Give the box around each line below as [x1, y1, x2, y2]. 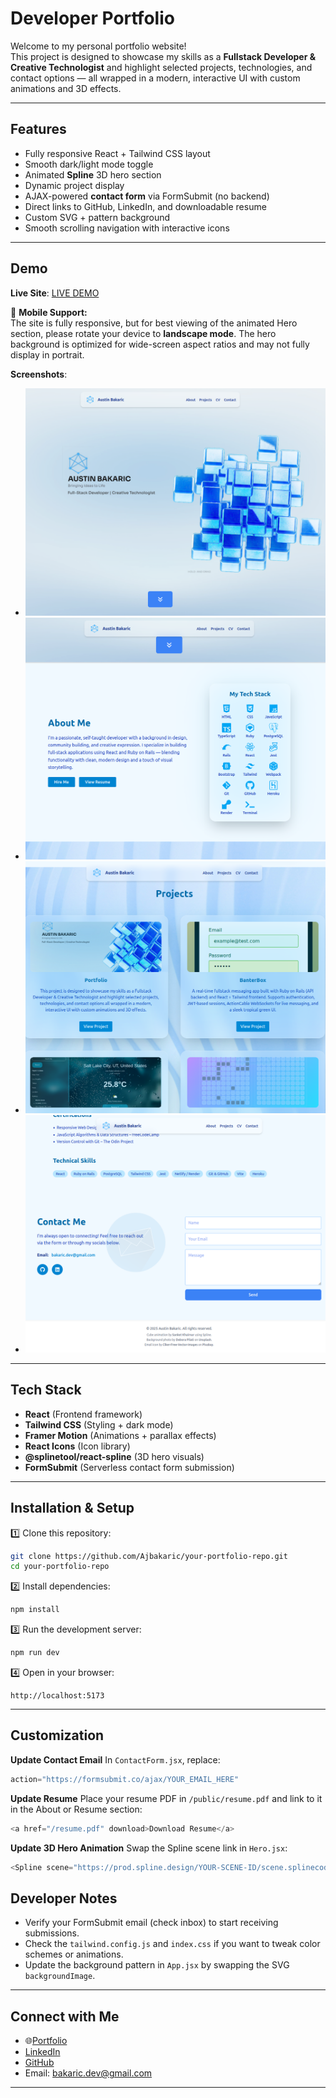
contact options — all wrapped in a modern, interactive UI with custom [10, 72, 301, 84]
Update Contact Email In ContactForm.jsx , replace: [10, 1753, 221, 1766]
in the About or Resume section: [10, 1803, 143, 1815]
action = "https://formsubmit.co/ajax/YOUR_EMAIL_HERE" [10, 1774, 240, 1784]
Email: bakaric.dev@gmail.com [24, 2067, 153, 2079]
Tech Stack [10, 1382, 82, 1399]
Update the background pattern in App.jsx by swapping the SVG [24, 1959, 290, 1971]
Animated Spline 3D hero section [24, 168, 162, 181]
